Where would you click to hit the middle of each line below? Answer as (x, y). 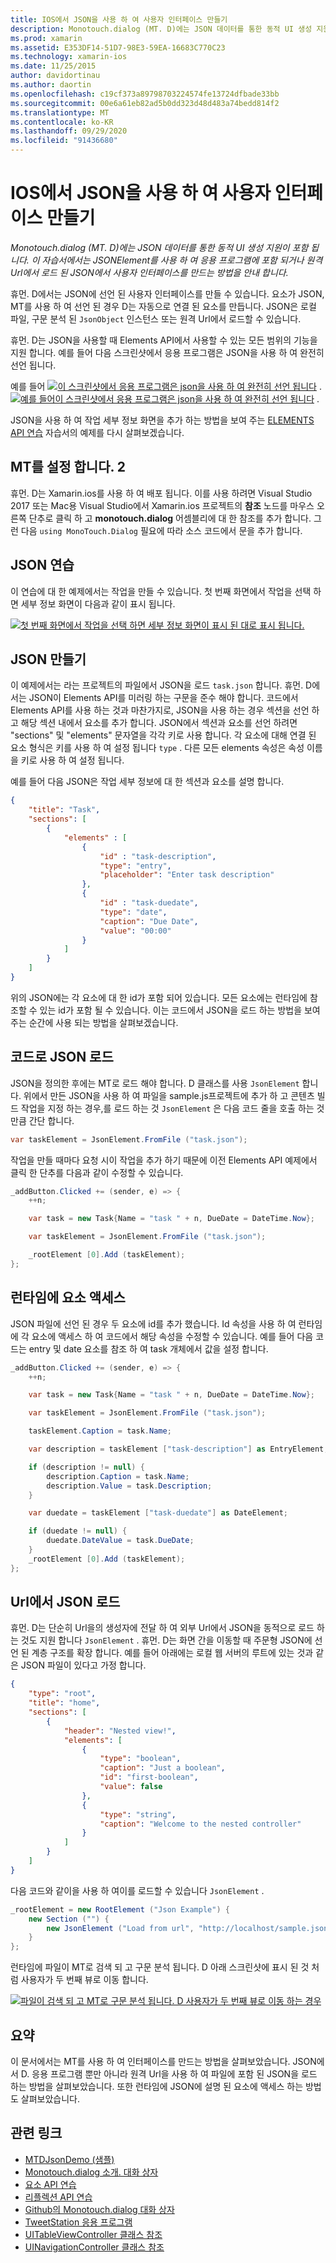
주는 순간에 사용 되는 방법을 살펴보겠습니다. (94, 1022)
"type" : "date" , (133, 912)
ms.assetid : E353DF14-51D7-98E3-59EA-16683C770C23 (118, 47)
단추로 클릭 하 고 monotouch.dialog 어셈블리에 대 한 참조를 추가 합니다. (170, 518)
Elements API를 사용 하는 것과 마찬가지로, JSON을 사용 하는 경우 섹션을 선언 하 (165, 710)
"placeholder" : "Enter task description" (187, 875)
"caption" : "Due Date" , (149, 921)
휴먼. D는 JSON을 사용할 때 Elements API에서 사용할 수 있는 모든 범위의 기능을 (164, 340)
